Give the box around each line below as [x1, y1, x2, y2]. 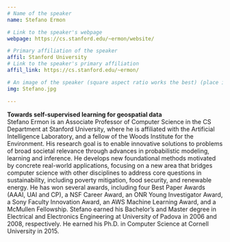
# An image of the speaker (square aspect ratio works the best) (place [7, 79, 219, 86]
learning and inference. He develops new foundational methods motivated [7, 154, 216, 162]
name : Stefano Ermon [7, 16, 66, 23]
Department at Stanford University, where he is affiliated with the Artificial [7, 125, 215, 133]
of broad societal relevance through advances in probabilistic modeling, [7, 147, 210, 155]
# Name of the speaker [7, 10, 72, 17]
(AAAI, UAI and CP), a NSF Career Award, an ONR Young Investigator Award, [7, 190, 223, 199]
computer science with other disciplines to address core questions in [7, 169, 202, 177]
